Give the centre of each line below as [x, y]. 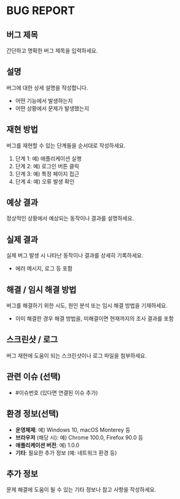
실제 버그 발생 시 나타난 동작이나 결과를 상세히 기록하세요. [75, 255]
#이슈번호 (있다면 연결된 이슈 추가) [56, 392]
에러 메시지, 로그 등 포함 [44, 268]
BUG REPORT [41, 11]
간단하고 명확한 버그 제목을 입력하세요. [52, 51]
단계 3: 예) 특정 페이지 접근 [47, 174]
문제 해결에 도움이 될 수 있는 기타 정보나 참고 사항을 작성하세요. [81, 490]
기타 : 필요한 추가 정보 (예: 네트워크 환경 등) [66, 452]
